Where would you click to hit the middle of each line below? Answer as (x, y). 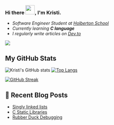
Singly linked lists (30, 107)
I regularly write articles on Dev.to (46, 34)
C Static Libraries (30, 112)
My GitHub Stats (31, 58)
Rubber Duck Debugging (37, 117)
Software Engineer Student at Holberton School (60, 23)
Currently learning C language (43, 28)
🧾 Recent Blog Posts (36, 95)
